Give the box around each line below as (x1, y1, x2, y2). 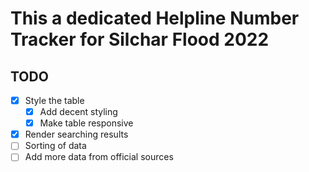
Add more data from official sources (24, 151, 174, 163)
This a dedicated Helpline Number (10, 7, 300, 30)
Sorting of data (24, 140, 87, 152)
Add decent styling (39, 106, 118, 118)
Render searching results (24, 128, 129, 141)
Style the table (24, 95, 85, 106)
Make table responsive (39, 117, 134, 129)
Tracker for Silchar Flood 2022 (10, 28, 270, 51)
